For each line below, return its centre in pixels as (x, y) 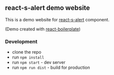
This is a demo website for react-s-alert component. (57, 19)
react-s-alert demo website (48, 8)
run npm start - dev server (39, 62)
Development (21, 42)
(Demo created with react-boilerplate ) (43, 29)
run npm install (28, 57)
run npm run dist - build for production (51, 68)
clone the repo (27, 52)
